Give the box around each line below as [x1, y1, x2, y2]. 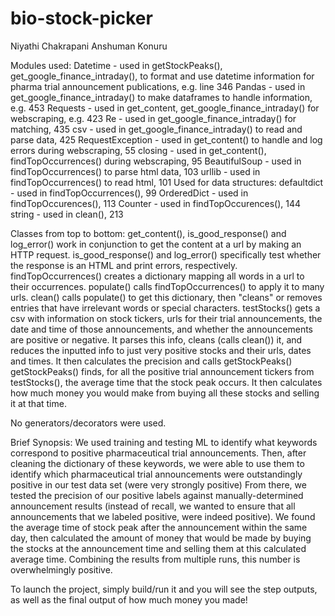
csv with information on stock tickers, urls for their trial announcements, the [10, 312, 323, 324]
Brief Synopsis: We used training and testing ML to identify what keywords [10, 436, 318, 448]
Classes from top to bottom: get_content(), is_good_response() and [10, 227, 287, 239]
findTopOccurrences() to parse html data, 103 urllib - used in [10, 165, 261, 177]
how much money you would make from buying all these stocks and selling [10, 387, 320, 399]
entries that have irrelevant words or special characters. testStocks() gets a [10, 302, 321, 314]
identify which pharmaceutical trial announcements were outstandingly [10, 468, 303, 480]
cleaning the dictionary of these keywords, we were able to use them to [10, 457, 305, 469]
